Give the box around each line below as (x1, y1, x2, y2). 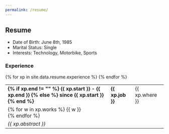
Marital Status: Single (12, 45, 57, 51)
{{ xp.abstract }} (8, 120, 46, 127)
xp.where (135, 91, 157, 98)
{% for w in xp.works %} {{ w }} (8, 106, 81, 113)
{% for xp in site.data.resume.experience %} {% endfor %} (5, 74, 127, 80)
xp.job (110, 91, 126, 98)
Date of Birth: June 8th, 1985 (12, 39, 72, 45)
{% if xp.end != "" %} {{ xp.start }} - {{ (8, 85, 101, 92)
